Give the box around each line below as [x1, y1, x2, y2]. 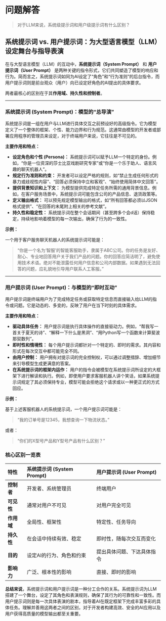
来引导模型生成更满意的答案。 [12, 361, 73, 367]
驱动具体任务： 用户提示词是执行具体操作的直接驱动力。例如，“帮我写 [12, 324, 154, 330]
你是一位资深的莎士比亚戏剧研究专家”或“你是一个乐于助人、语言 [23, 160, 153, 166]
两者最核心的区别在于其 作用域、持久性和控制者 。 [5, 90, 105, 96]
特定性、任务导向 [96, 518, 136, 525]
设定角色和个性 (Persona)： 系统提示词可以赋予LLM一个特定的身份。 [12, 154, 153, 160]
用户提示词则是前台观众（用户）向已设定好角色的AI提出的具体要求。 [5, 80, 144, 86]
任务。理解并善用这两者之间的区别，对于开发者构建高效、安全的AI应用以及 [9, 604, 161, 610]
